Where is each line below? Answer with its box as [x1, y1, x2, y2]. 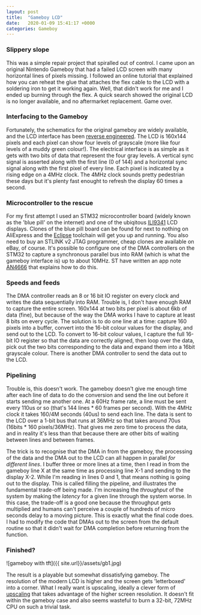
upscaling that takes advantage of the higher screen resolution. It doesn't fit [6, 590, 194, 598]
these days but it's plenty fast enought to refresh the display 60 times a [6, 177, 183, 184]
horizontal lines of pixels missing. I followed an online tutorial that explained [6, 72, 193, 79]
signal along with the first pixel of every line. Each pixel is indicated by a [6, 164, 184, 172]
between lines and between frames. [6, 436, 95, 443]
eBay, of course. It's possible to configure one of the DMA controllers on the [6, 244, 195, 252]
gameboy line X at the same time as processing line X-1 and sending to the [6, 467, 191, 474]
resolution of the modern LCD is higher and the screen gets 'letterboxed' [6, 578, 186, 585]
